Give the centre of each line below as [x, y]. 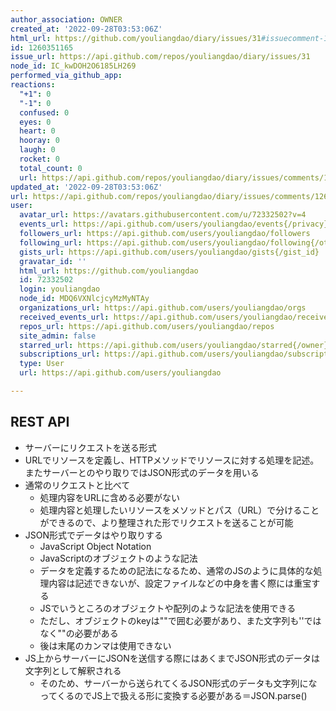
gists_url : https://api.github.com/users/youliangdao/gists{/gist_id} [169, 252]
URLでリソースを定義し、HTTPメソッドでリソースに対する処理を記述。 [172, 460]
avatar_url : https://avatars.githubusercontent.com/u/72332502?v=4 [163, 215]
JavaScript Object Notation [95, 546]
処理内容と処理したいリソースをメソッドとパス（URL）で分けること [179, 510]
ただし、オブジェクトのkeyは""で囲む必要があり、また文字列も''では [180, 620]
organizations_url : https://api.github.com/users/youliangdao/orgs [163, 308]
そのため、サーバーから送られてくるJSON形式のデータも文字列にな [178, 683]
